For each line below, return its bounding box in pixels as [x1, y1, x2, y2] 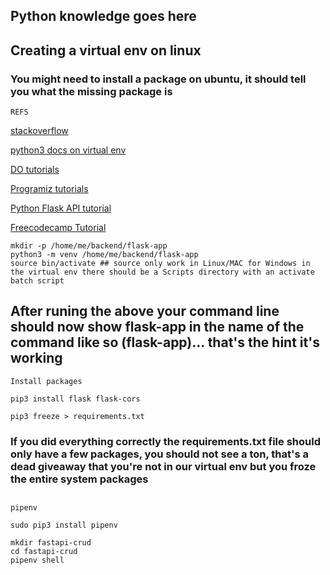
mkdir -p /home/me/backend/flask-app [10, 241, 168, 251]
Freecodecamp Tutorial [10, 222, 107, 234]
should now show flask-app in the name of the [10, 319, 305, 336]
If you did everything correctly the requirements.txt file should [10, 434, 321, 448]
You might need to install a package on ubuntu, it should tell [10, 72, 307, 86]
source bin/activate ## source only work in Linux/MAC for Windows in [10, 259, 311, 269]
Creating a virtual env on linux [10, 42, 202, 59]
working [10, 350, 63, 367]
